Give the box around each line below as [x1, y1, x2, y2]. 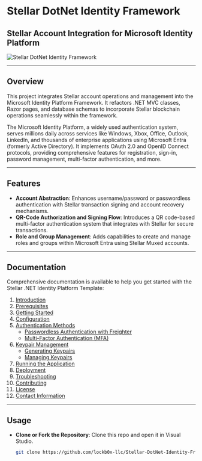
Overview [7, 76, 44, 87]
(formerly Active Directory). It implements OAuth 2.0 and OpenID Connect [7, 143, 189, 150]
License [15, 386, 35, 393]
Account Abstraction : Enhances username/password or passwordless [15, 194, 191, 202]
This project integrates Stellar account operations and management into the [7, 92, 194, 100]
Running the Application [15, 360, 75, 368]
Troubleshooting [15, 373, 56, 380]
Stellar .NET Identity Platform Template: [7, 285, 104, 292]
